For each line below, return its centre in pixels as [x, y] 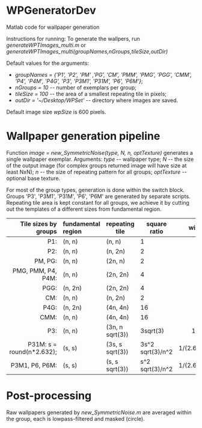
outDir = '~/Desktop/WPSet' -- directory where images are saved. [96, 100]
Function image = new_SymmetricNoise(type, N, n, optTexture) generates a [100, 152]
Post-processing [49, 396]
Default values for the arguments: [47, 63]
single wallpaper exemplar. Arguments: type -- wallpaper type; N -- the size [100, 159]
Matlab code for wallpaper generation [53, 27]
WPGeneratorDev [51, 11]
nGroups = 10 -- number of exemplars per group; [75, 87]
